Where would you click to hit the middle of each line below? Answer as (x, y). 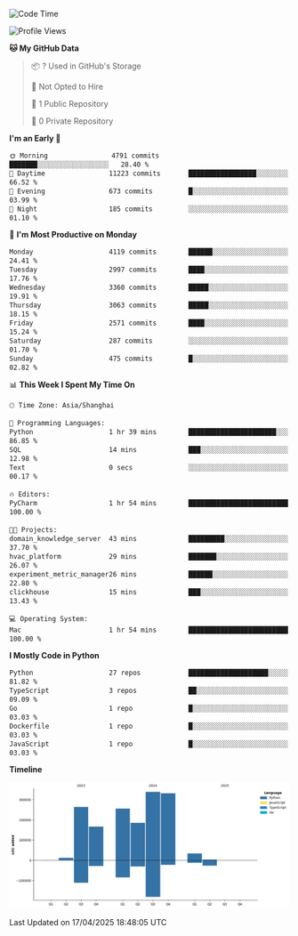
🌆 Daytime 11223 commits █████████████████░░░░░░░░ (149, 173)
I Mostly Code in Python (54, 655)
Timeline (26, 769)
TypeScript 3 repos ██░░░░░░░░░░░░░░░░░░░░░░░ (149, 690)
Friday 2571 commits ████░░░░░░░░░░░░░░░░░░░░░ (149, 323)
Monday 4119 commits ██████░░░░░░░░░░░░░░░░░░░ (149, 252)
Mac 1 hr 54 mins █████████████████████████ (149, 630)
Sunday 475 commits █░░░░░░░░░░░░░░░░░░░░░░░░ (149, 359)
